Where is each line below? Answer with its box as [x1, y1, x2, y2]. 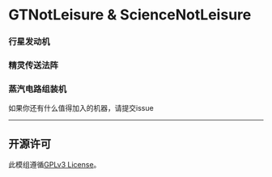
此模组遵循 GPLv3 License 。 [8, 160, 101, 170]
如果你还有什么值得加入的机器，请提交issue [8, 103, 154, 113]
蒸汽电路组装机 [8, 83, 67, 95]
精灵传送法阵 [8, 60, 59, 71]
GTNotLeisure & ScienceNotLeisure [8, 6, 252, 24]
